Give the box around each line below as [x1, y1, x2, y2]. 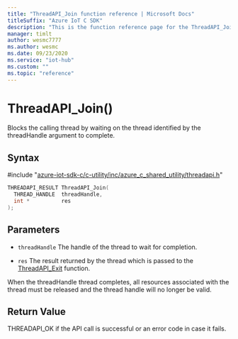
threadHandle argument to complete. [7, 131, 115, 140]
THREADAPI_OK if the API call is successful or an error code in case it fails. [7, 324, 227, 333]
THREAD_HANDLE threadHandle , [13, 191, 103, 199]
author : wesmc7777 [7, 37, 62, 44]
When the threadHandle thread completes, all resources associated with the [7, 277, 229, 286]
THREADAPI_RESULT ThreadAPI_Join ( [7, 184, 110, 191]
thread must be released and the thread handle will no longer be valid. [7, 285, 212, 294]
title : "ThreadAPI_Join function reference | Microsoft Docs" [7, 10, 195, 18]
